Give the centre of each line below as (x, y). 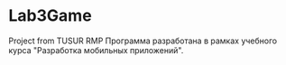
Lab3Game (50, 16)
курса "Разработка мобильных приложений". (96, 50)
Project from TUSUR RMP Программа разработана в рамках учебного (143, 41)
